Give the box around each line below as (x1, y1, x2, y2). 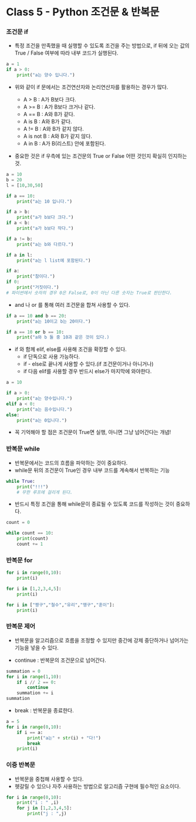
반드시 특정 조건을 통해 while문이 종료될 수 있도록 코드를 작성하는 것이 (14, 500, 175, 508)
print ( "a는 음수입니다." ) (16, 406, 73, 412)
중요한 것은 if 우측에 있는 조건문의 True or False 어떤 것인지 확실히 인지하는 (14, 153, 187, 160)
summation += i (16, 690, 54, 696)
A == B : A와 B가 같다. (23, 111, 75, 118)
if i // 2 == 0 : (16, 679, 57, 685)
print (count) (16, 536, 49, 542)
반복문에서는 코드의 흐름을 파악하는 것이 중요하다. (14, 459, 128, 466)
